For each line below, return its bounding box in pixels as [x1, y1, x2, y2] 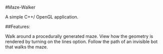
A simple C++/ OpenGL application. [5, 14, 79, 19]
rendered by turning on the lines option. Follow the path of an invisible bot [5, 38, 158, 44]
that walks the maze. [5, 44, 48, 49]
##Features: [5, 23, 31, 29]
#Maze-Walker [5, 4, 36, 10]
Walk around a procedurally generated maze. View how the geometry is [5, 33, 153, 39]
